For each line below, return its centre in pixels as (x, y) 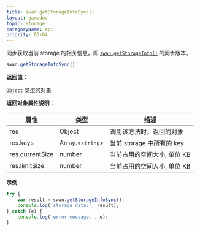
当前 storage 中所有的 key (147, 143)
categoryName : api (30, 29)
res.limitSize (27, 166)
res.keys (21, 143)
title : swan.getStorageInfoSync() (51, 12)
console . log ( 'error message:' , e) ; (63, 217)
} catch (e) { (25, 211)
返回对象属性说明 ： (31, 103)
